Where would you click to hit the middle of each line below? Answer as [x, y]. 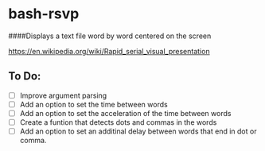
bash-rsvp [44, 14]
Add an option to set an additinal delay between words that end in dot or [138, 131]
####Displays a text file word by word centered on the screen [110, 36]
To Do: [25, 76]
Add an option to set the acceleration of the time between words [125, 113]
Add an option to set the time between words [94, 104]
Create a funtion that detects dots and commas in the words [118, 122]
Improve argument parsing [63, 95]
